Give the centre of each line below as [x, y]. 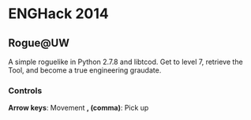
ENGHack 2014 [58, 14]
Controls [25, 90]
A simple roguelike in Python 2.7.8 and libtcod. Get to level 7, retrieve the [126, 62]
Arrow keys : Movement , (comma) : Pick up [79, 108]
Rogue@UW [39, 43]
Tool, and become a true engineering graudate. [85, 70]
